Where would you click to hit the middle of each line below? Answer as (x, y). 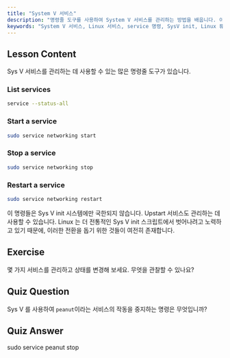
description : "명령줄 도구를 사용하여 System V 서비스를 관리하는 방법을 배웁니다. (112, 20)
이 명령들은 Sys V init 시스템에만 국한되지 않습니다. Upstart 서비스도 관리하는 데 (114, 213)
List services (29, 90)
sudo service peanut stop (43, 348)
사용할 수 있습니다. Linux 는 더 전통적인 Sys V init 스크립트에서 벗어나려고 (105, 222)
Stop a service (31, 153)
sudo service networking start (52, 135)
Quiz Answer (35, 331)
